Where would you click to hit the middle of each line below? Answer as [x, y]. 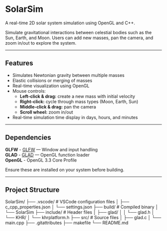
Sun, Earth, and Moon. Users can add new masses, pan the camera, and [79, 38]
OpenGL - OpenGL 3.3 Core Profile [41, 160]
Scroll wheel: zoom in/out [46, 112]
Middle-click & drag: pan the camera [58, 107]
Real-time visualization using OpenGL [51, 86]
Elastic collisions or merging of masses [52, 80]
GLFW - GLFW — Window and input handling [51, 149]
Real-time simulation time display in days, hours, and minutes [75, 117]
